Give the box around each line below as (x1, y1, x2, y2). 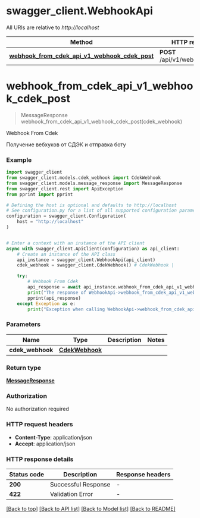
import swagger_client (6, 169, 62, 175)
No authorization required (6, 406, 70, 413)
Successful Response (49, 480, 111, 488)
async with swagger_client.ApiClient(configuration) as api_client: (6, 246, 180, 252)
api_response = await (27, 284, 82, 290)
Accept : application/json (14, 440, 76, 447)
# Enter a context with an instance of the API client (6, 240, 145, 246)
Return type (6, 363, 42, 372)
